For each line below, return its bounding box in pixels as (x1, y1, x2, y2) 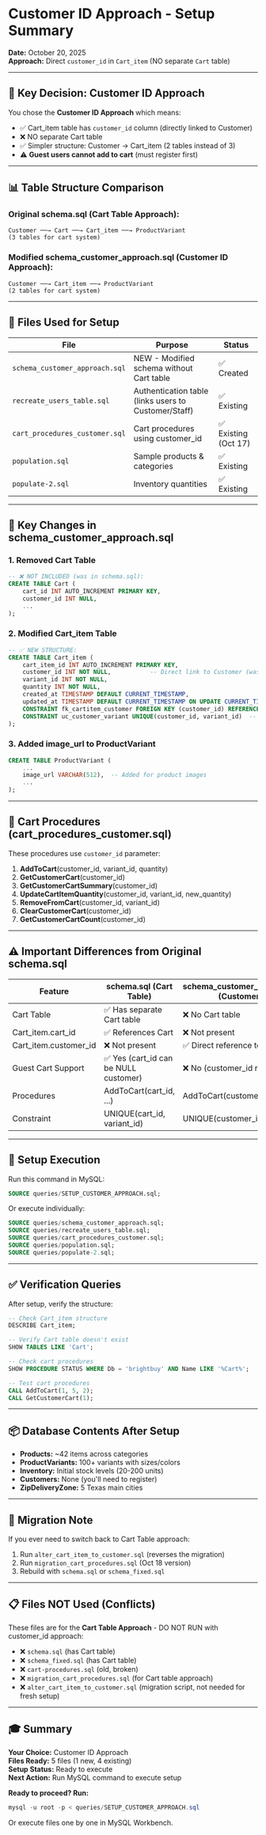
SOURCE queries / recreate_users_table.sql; (8, 1227, 150, 1235)
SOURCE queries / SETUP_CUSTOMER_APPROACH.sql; (8, 1190, 161, 1197)
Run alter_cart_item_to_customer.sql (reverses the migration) (19, 1550, 226, 1559)
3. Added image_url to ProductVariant (8, 738, 156, 749)
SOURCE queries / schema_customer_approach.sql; (8, 1219, 165, 1228)
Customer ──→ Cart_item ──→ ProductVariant (8, 280, 154, 287)
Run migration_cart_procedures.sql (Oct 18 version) (19, 1558, 192, 1568)
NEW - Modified (133, 352, 196, 364)
